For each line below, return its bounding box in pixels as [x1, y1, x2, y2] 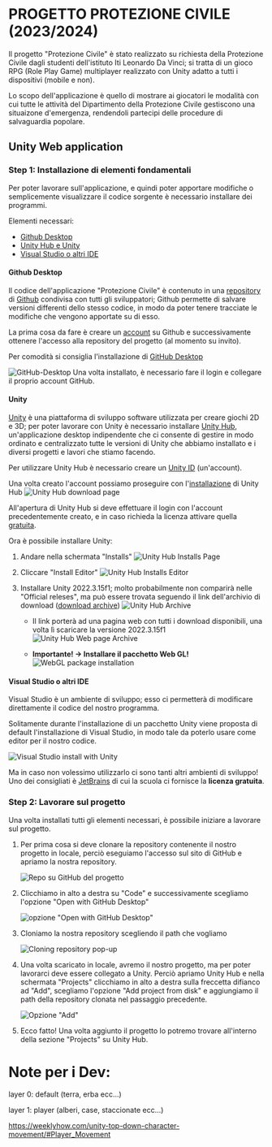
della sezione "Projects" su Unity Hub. [19, 1034, 149, 1044]
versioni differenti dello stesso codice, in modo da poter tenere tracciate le [8, 302, 257, 313]
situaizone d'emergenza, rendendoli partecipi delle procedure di [8, 107, 223, 118]
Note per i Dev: [8, 1063, 111, 1081]
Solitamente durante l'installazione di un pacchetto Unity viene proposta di [8, 719, 258, 729]
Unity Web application [8, 140, 123, 154]
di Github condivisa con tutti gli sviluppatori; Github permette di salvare [8, 294, 246, 304]
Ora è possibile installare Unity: [8, 536, 113, 546]
